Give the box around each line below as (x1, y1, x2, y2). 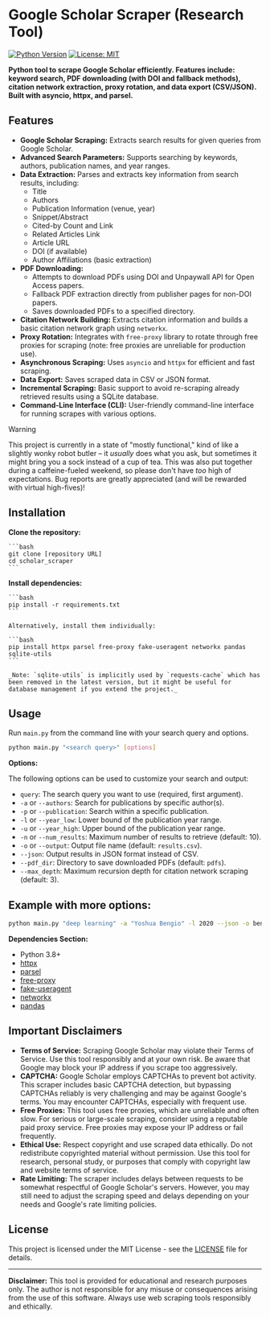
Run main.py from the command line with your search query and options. (8, 728, 249, 738)
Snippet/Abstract (31, 212, 88, 222)
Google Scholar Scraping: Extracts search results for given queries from (19, 135, 261, 145)
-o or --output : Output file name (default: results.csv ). (19, 840, 202, 850)
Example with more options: (8, 898, 151, 912)
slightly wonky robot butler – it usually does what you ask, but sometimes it (8, 448, 257, 458)
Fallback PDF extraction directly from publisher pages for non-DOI (31, 289, 252, 298)
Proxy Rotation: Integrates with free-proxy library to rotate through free (19, 331, 259, 341)
